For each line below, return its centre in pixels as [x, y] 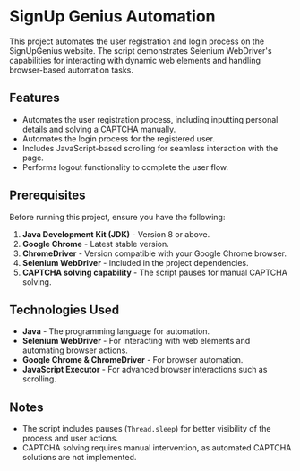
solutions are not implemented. [79, 458]
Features [34, 98]
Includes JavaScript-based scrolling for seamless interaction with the [150, 148]
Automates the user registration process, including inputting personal [150, 119]
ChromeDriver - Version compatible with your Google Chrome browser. [154, 253]
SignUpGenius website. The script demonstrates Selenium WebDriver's [141, 50]
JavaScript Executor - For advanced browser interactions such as [145, 370]
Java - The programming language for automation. [116, 331]
